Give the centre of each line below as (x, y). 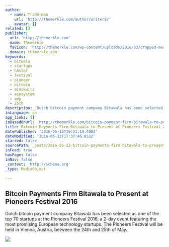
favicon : (19, 47)
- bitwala (20, 61)
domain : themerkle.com (33, 52)
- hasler (19, 71)
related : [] (18, 29)
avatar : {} (26, 24)
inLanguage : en (21, 113)
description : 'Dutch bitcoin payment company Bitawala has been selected (84, 108)
